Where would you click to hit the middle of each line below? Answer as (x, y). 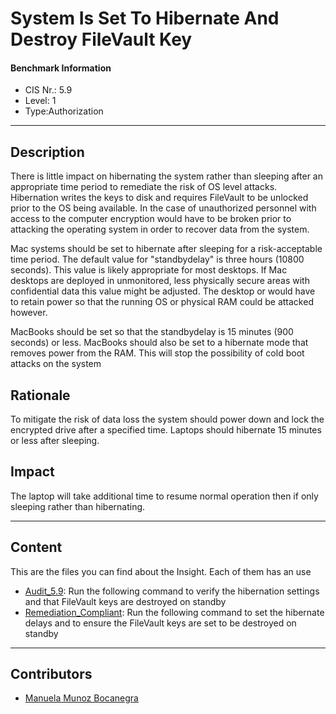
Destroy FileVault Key (101, 39)
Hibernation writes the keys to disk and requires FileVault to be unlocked (159, 198)
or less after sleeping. (55, 441)
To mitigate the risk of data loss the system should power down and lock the (167, 419)
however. (29, 313)
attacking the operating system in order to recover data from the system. (160, 229)
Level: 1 (40, 101)
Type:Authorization (64, 111)
